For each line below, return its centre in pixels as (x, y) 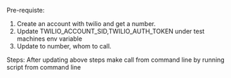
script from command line (44, 67)
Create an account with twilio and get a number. (86, 24)
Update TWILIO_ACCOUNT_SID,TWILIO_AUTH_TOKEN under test (111, 31)
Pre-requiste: (26, 10)
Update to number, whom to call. (64, 46)
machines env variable (49, 39)
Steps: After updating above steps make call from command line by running (116, 60)
